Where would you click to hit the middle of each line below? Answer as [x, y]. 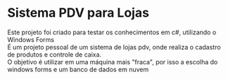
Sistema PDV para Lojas [78, 13]
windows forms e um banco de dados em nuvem [78, 69]
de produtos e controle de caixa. [55, 55]
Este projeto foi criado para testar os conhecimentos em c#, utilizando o [112, 32]
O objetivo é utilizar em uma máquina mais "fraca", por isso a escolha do [113, 62]
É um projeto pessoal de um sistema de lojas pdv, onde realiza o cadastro [114, 47]
